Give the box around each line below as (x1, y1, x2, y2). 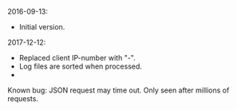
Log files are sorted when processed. (18, 61, 143, 71)
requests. (7, 94, 39, 103)
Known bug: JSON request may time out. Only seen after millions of (7, 85, 230, 95)
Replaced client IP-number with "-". (18, 53, 136, 62)
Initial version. (18, 22, 65, 31)
